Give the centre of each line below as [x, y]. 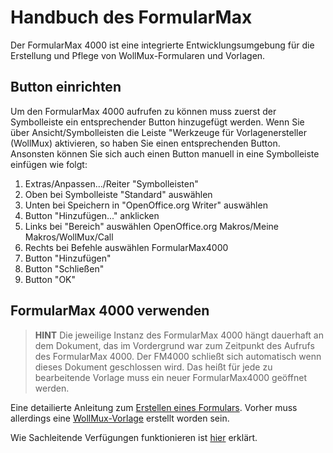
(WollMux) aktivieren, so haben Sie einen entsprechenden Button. [145, 143]
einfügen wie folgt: [49, 164]
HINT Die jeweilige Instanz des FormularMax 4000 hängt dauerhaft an [179, 335]
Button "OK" [50, 279]
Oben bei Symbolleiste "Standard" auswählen [118, 194]
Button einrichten [66, 87]
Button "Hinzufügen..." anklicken [92, 215]
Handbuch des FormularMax [131, 17]
